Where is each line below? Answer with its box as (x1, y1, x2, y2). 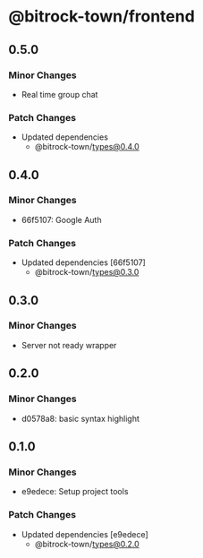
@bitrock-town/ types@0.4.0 (34, 142, 140, 152)
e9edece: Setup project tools (21, 486, 129, 497)
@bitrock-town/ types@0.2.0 (34, 538, 140, 549)
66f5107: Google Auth (21, 214, 102, 225)
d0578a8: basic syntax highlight (21, 413, 140, 424)
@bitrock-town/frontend (8, 6, 196, 27)
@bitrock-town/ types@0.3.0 (34, 267, 140, 278)
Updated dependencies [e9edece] (21, 528, 148, 539)
